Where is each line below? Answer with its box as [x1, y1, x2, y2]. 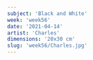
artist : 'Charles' [7, 29, 60, 37]
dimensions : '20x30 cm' [7, 36, 76, 43]
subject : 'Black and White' [7, 10, 88, 17]
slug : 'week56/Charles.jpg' [7, 42, 88, 49]
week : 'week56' [7, 17, 51, 23]
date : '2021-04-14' [7, 23, 63, 30]
